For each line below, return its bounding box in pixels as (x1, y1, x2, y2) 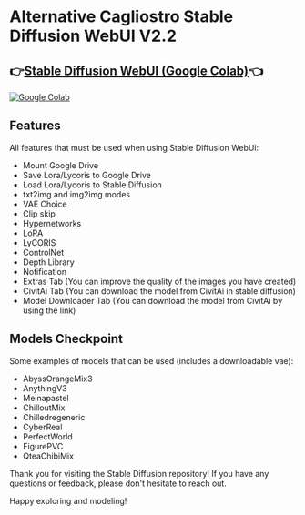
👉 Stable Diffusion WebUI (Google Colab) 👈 (9, 63, 264, 78)
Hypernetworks (22, 217, 82, 228)
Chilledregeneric (22, 411, 86, 422)
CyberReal (22, 421, 63, 432)
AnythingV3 (22, 382, 68, 393)
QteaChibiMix (22, 450, 75, 461)
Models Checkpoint (9, 331, 123, 347)
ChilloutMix (22, 402, 66, 413)
